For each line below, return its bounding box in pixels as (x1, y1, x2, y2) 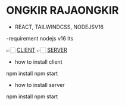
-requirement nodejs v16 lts (6, 35, 74, 42)
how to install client (14, 58, 62, 66)
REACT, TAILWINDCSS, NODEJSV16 (14, 23, 104, 30)
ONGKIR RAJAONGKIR (6, 4, 119, 17)
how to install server (14, 81, 65, 88)
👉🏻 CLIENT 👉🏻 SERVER (6, 46, 67, 54)
